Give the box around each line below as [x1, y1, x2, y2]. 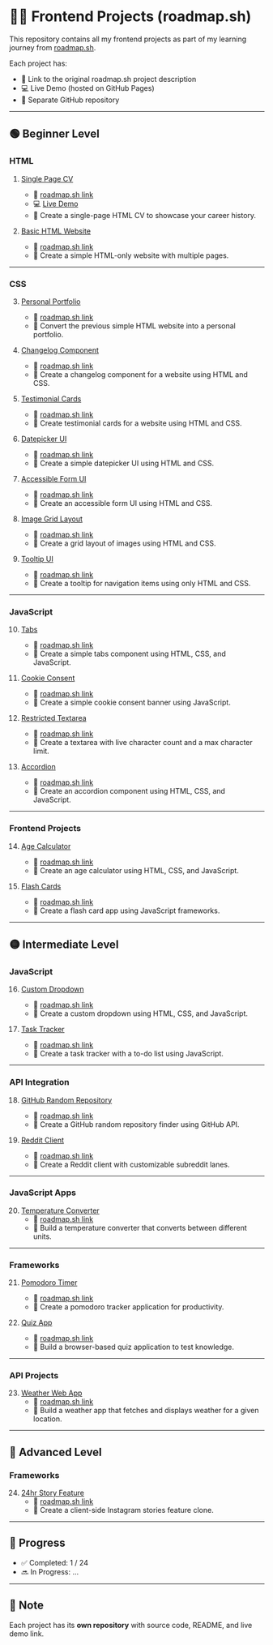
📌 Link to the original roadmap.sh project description [20, 74, 197, 84]
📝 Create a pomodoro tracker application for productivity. [32, 1302, 224, 1312]
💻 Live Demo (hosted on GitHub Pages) [20, 83, 155, 92]
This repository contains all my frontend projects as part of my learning [9, 34, 247, 44]
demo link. [9, 1629, 45, 1639]
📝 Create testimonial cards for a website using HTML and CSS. [32, 418, 242, 428]
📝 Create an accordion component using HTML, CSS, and [32, 786, 226, 796]
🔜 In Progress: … [20, 1566, 79, 1576]
